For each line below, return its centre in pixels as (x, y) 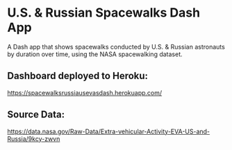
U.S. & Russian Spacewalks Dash (103, 13)
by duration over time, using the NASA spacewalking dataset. (95, 54)
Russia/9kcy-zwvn (34, 139)
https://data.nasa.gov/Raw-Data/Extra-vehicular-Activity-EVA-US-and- (109, 131)
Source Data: (36, 115)
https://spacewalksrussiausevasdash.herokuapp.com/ (85, 92)
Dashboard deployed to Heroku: (77, 76)
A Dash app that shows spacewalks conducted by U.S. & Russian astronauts (116, 47)
